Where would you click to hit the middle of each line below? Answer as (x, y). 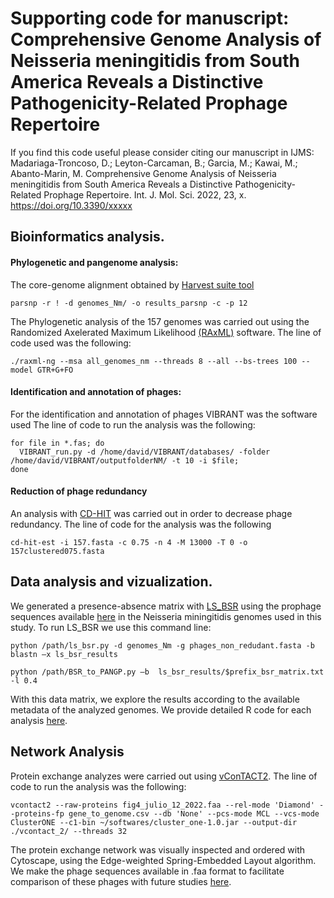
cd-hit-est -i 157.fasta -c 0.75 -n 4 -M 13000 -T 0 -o (129, 542)
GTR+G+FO (55, 370)
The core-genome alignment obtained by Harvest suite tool (132, 284)
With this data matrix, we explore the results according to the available (155, 699)
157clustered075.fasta (57, 551)
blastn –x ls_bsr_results (64, 654)
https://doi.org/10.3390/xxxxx (71, 205)
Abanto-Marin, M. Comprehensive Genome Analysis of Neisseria (143, 173)
